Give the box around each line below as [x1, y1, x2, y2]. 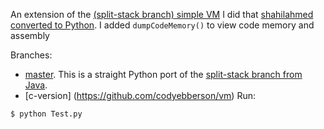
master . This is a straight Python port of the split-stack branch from [24, 69, 303, 80]
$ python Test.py [10, 109, 83, 119]
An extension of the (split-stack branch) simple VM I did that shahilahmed [10, 9, 314, 20]
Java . [24, 79, 48, 91]
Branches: [10, 49, 53, 61]
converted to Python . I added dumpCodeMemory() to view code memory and [10, 19, 315, 31]
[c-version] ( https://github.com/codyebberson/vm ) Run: [24, 90, 256, 101]
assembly [10, 30, 50, 41]
